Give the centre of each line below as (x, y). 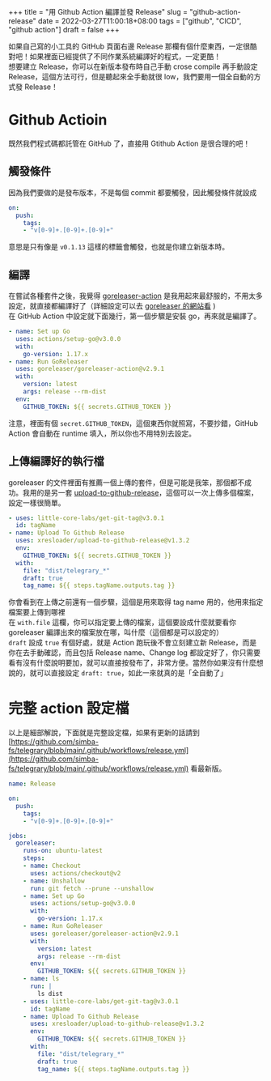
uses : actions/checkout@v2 (75, 873)
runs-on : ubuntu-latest (63, 851)
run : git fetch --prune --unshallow (91, 888)
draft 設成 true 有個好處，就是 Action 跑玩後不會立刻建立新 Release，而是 (133, 643)
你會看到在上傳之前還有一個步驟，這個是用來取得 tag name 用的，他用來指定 (136, 602)
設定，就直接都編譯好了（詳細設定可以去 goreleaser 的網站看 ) (112, 306)
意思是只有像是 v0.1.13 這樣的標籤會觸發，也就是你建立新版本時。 (119, 247)
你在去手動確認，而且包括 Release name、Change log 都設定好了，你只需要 (135, 653)
